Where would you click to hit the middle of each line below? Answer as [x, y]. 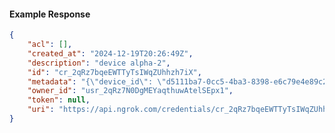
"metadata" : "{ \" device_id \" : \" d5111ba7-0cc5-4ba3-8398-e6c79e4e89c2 [177, 81]
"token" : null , [59, 100]
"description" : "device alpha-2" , [99, 63]
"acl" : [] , [50, 45]
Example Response [50, 14]
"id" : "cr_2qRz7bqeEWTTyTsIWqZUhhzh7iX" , [114, 72]
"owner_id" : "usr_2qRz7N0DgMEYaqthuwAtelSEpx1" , [130, 91]
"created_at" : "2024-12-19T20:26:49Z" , [110, 53]
